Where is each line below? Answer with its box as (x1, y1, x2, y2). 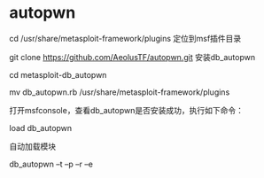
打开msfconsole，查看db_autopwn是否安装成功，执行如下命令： (9, 104, 244, 115)
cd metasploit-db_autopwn (9, 69, 107, 80)
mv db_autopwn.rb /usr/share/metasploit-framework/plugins (9, 87, 230, 97)
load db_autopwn (9, 122, 73, 133)
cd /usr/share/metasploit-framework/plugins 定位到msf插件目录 (9, 33, 242, 43)
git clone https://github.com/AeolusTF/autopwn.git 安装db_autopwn (9, 51, 255, 62)
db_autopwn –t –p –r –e (9, 159, 93, 169)
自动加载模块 (9, 141, 56, 151)
